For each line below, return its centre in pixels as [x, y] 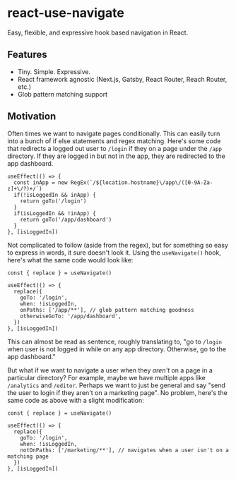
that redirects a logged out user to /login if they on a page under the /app [115, 148]
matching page [28, 456]
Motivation [32, 117]
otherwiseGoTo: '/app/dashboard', [71, 316]
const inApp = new [41, 182]
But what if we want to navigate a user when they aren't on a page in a [110, 370]
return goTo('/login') [53, 201]
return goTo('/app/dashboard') [66, 219]
